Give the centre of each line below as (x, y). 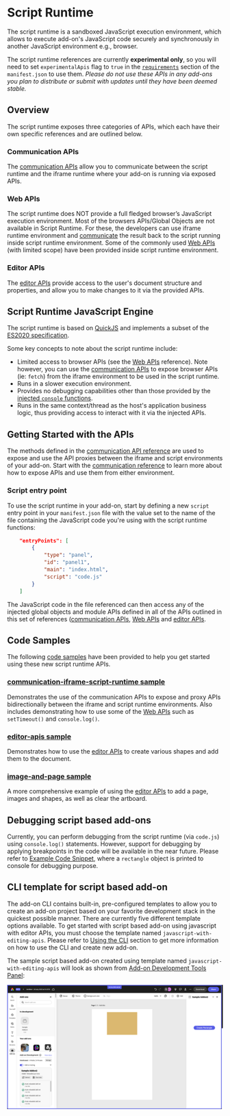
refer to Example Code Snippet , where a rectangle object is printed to (105, 858)
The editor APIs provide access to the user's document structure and (104, 283)
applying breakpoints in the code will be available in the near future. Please (113, 852)
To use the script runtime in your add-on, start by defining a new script (108, 506)
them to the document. (39, 758)
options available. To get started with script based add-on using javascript (112, 926)
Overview (28, 110)
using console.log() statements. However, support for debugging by (104, 844)
